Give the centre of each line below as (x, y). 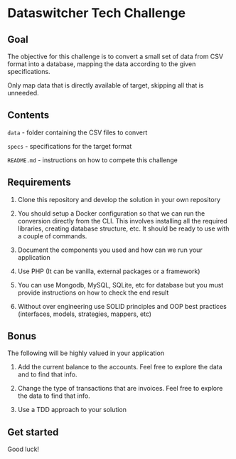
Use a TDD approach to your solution (72, 410)
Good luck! (23, 449)
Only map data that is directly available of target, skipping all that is (106, 85)
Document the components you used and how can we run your (110, 250)
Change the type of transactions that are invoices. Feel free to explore (120, 389)
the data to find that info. (54, 396)
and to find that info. (47, 374)
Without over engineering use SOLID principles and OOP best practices (122, 306)
